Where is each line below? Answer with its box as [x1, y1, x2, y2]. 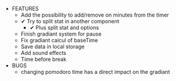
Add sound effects [20, 49, 67, 56]
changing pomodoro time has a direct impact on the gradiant [20, 68, 170, 75]
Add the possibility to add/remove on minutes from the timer [20, 11, 169, 18]
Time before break [20, 56, 67, 63]
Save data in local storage [20, 43, 85, 50]
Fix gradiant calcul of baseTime [20, 37, 98, 43]
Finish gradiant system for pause [20, 30, 102, 38]
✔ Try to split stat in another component [20, 18, 119, 24]
